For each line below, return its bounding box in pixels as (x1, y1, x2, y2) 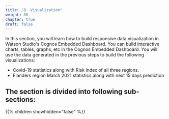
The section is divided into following (5, 87, 123, 96)
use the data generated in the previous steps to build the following (5, 52, 144, 58)
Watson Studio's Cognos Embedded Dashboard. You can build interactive (5, 41, 160, 47)
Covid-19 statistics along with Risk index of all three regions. (12, 67, 139, 73)
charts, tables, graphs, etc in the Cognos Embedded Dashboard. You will (5, 46, 158, 52)
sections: (5, 95, 36, 104)
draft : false (5, 21, 33, 27)
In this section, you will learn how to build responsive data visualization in (5, 36, 159, 42)
